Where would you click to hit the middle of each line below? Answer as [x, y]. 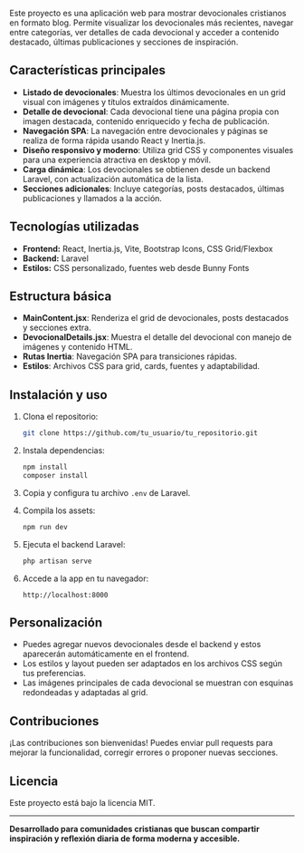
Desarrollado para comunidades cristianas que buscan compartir [134, 829]
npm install [45, 467]
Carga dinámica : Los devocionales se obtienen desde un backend [146, 169]
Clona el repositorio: [60, 417]
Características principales [87, 70]
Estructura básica [61, 297]
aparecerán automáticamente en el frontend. [106, 654]
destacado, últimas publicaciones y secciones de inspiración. [124, 42]
